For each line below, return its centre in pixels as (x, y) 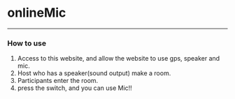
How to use (27, 43)
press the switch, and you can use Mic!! (75, 88)
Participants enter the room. (58, 81)
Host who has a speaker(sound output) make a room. (94, 73)
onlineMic (37, 13)
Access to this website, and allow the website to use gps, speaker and (119, 59)
